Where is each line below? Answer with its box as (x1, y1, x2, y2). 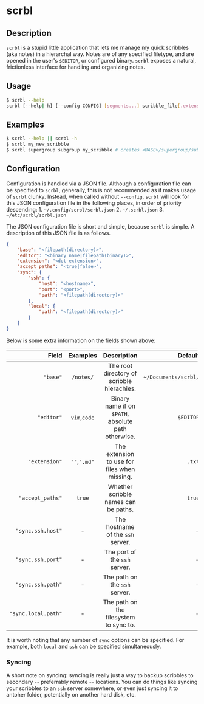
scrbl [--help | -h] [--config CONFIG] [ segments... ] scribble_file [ (6, 103, 181, 109)
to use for (106, 457, 134, 466)
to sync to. (105, 621, 135, 629)
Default (177, 351, 200, 359)
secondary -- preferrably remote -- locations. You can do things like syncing (6, 678, 198, 686)
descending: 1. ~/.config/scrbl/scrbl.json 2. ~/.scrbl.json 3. (6, 205, 164, 213)
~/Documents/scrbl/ (143, 373, 200, 381)
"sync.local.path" (9, 610, 63, 617)
